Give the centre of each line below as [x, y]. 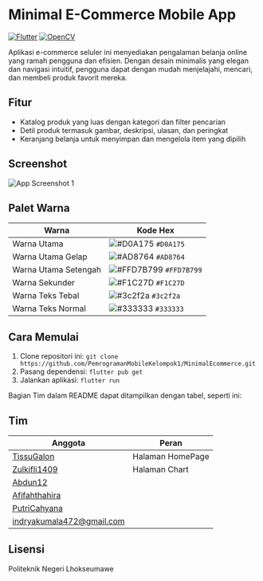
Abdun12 [30, 482]
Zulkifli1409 [35, 469]
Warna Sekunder [44, 283]
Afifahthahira [37, 495]
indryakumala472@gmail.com [69, 521]
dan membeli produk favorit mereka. [68, 77]
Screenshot [38, 164]
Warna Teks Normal [49, 308]
